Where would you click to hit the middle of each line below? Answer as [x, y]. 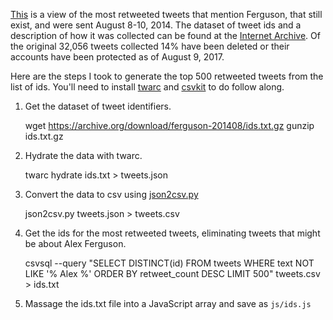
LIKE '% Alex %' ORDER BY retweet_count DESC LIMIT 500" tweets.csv [172, 273]
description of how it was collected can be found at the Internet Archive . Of [165, 35]
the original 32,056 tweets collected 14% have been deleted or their [150, 46]
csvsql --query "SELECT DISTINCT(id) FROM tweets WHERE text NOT [169, 263]
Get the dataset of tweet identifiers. [98, 106]
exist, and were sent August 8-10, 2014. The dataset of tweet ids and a [156, 25]
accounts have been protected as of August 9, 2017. [117, 57]
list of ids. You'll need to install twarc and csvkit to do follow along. [147, 87]
